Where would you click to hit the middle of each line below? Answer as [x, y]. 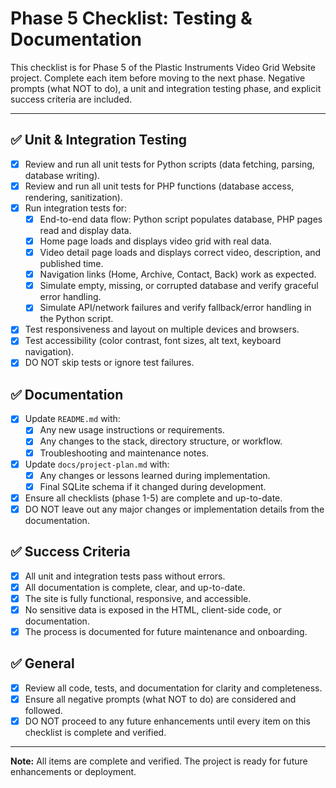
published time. [71, 264]
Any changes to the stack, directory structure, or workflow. [161, 441]
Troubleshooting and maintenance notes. [124, 453]
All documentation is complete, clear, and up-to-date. [135, 587]
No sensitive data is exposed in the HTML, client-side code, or [153, 609]
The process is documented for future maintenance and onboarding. [166, 631]
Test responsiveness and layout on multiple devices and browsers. [162, 329]
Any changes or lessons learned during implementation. [155, 475]
